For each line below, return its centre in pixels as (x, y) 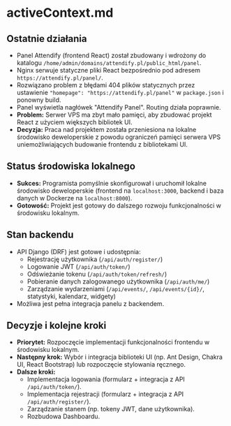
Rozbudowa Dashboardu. (64, 416)
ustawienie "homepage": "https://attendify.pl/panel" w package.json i (120, 93)
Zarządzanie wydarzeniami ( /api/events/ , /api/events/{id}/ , (116, 288)
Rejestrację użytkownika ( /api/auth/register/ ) (95, 259)
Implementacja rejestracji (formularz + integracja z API (105, 394)
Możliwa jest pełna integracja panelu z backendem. (90, 303)
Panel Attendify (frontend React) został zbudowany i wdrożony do (111, 55)
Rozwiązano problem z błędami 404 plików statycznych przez (106, 85)
